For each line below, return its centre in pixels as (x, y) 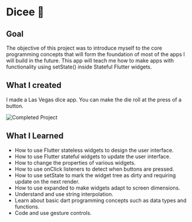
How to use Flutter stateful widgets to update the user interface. (93, 156)
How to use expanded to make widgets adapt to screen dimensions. (97, 188)
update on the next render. (47, 181)
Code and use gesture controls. (53, 213)
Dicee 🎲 (25, 12)
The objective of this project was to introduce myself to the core (84, 48)
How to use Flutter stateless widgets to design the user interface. (94, 150)
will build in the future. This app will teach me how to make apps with (90, 61)
